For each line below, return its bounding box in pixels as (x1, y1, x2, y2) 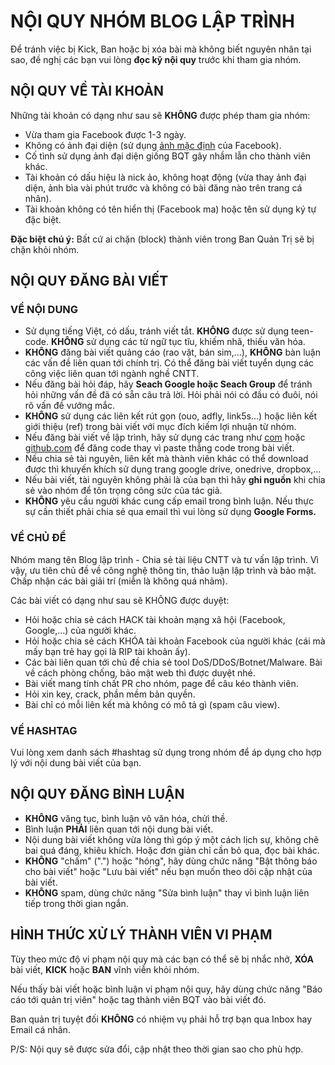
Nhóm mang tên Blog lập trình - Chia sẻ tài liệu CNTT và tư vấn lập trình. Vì (10, 553, 319, 565)
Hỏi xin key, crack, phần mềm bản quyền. (24, 688, 196, 700)
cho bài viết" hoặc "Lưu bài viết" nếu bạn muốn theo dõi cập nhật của (24, 865, 313, 877)
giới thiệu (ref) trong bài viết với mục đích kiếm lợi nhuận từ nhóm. (24, 421, 297, 433)
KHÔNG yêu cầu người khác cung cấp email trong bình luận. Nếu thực (24, 495, 314, 507)
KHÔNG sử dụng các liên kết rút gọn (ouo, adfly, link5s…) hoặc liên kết (24, 410, 318, 422)
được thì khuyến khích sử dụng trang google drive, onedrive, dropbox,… (24, 463, 322, 475)
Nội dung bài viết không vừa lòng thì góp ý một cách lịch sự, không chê (24, 833, 320, 845)
